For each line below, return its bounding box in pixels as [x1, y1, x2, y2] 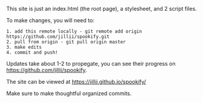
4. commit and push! [6, 49, 59, 55]
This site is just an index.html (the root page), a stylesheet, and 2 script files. [6, 5, 197, 12]
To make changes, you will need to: [6, 17, 95, 23]
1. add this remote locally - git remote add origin [6, 28, 142, 34]
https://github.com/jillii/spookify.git [6, 34, 110, 40]
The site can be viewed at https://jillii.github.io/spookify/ [6, 78, 147, 85]
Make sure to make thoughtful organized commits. [6, 90, 132, 97]
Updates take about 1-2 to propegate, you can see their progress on [6, 60, 176, 67]
